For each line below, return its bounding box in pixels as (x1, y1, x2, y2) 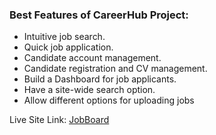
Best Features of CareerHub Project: (9, 8, 189, 22)
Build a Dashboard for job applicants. (23, 73, 177, 85)
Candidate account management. (23, 52, 162, 64)
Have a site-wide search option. (23, 84, 156, 96)
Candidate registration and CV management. (23, 63, 208, 75)
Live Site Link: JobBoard (9, 114, 110, 126)
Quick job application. (23, 41, 114, 53)
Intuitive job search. (23, 31, 106, 43)
